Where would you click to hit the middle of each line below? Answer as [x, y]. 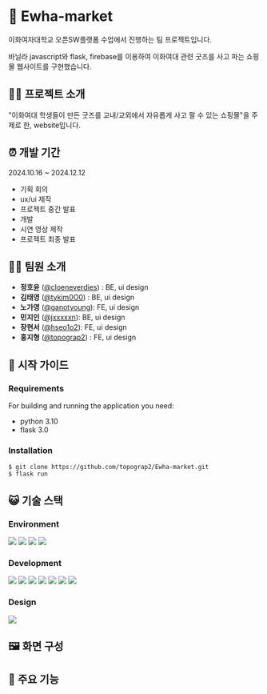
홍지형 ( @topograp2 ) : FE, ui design [78, 337]
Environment [34, 524]
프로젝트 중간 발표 [48, 209]
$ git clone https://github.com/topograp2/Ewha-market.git [109, 467]
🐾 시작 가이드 [39, 365]
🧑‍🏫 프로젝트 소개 [47, 94]
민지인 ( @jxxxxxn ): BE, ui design [72, 317]
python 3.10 [39, 421]
